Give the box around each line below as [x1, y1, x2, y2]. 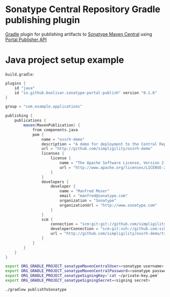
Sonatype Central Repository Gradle [5, 4, 160, 15]
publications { [14, 118, 47, 123]
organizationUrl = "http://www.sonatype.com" [59, 203, 157, 208]
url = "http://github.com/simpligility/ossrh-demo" [41, 146, 153, 152]
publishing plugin [5, 14, 80, 26]
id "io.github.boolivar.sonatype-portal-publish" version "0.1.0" [14, 90, 157, 95]
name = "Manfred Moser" [59, 189, 110, 194]
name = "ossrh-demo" [41, 137, 85, 142]
